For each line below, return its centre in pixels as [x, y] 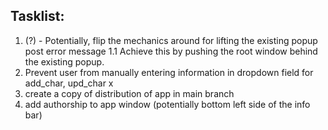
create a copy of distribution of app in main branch [129, 93]
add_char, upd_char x [69, 83]
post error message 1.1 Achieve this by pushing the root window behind [171, 51]
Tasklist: [37, 16]
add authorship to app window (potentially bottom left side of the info [167, 104]
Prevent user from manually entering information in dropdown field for [169, 72]
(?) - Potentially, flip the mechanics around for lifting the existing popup [171, 40]
